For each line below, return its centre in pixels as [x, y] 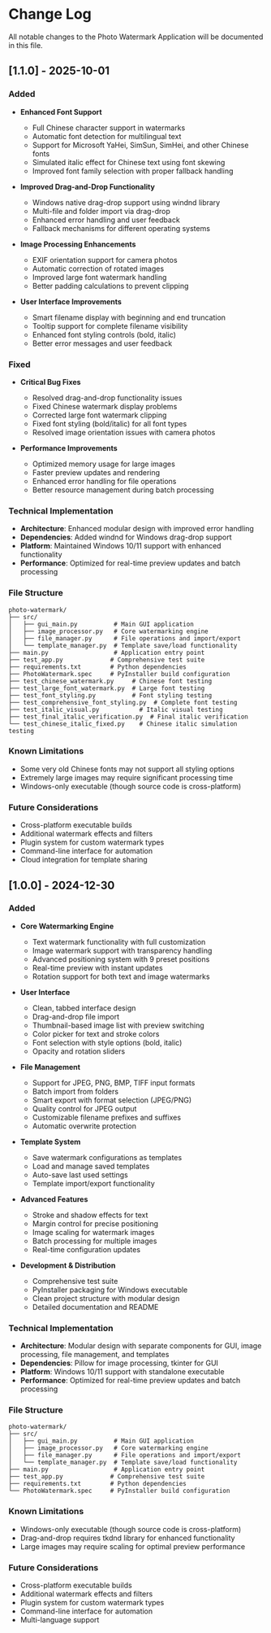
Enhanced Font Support [61, 111]
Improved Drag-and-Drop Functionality [88, 186]
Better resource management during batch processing [123, 490]
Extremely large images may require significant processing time [127, 777]
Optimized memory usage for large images [104, 464]
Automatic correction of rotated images [98, 269]
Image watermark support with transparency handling [122, 950]
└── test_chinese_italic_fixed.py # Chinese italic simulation [123, 724]
